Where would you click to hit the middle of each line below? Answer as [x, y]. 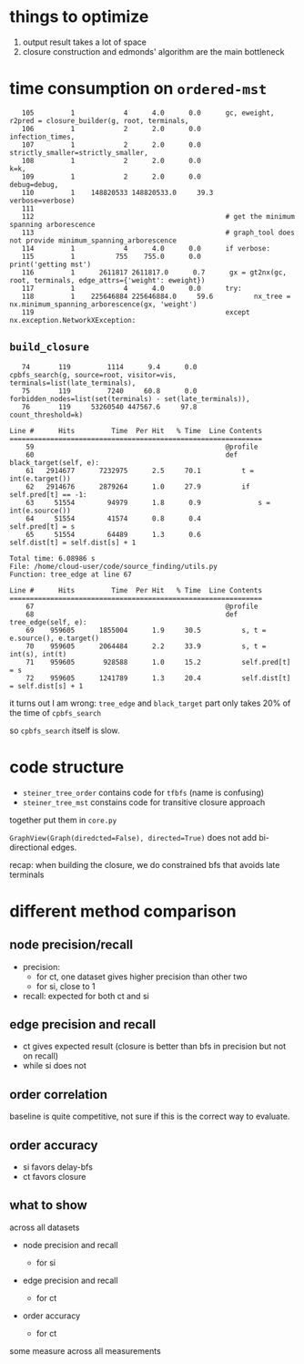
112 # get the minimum [158, 216]
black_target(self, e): [55, 462]
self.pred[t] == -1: [49, 494]
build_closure [49, 347]
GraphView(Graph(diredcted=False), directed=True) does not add [133, 837]
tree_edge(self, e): [49, 622]
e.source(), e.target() [55, 638]
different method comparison [123, 911]
